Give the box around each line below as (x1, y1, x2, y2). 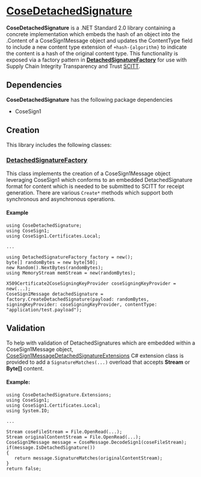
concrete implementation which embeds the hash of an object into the (6, 30, 181, 37)
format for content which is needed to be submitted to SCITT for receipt (6, 182, 185, 190)
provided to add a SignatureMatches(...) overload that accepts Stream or (6, 358, 190, 366)
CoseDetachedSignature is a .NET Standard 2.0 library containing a (6, 24, 176, 31)
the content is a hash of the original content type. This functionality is (6, 49, 179, 57)
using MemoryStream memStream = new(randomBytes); (6, 270, 136, 276)
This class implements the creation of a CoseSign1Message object (6, 170, 171, 177)
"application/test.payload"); (6, 307, 82, 313)
